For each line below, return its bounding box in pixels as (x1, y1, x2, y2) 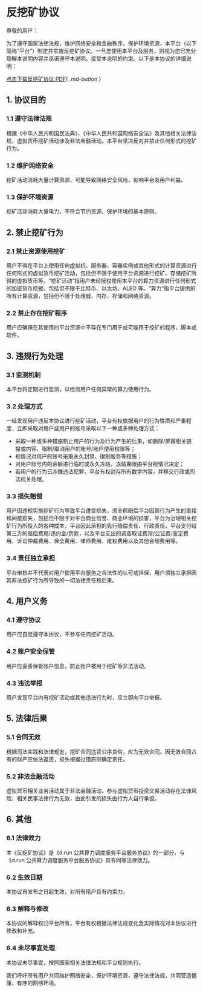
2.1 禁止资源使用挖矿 (6, 247, 66, 255)
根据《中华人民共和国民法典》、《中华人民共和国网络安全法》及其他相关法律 (6, 129, 192, 137)
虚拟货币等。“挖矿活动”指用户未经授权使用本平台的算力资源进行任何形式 (16, 277, 196, 284)
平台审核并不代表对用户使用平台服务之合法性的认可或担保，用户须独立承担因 (6, 569, 197, 576)
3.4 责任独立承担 (6, 554, 56, 562)
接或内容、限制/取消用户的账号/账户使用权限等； (14, 445, 136, 453)
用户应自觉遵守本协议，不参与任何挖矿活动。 (6, 630, 118, 638)
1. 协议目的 (6, 95, 47, 105)
